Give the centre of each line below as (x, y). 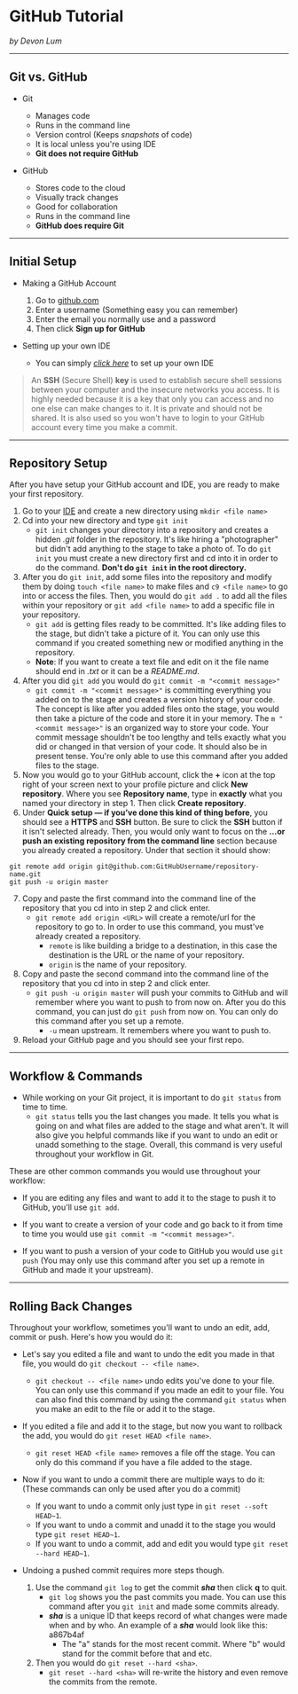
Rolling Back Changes (71, 1306)
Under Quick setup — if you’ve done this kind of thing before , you (145, 812)
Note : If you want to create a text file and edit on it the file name (152, 662)
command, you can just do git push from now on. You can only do (157, 1012)
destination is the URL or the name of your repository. (146, 955)
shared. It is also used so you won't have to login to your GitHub (148, 418)
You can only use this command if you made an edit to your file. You (160, 1390)
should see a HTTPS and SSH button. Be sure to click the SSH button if (152, 822)
